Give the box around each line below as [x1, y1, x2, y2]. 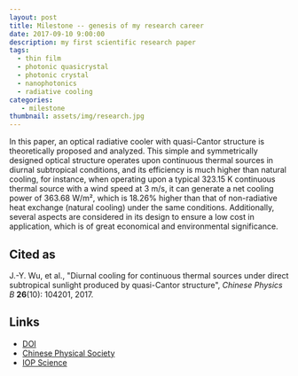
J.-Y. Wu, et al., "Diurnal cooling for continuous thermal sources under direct [9, 270, 289, 280]
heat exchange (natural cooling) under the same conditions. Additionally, [9, 202, 275, 213]
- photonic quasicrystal [17, 63, 109, 72]
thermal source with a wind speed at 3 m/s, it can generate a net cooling [9, 184, 274, 194]
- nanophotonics [17, 79, 77, 88]
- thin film [17, 54, 62, 63]
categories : [9, 95, 53, 105]
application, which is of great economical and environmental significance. [9, 221, 278, 231]
